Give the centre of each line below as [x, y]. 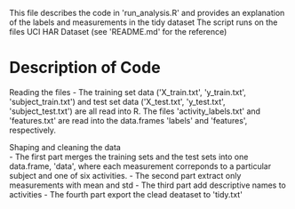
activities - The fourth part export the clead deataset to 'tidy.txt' [126, 194]
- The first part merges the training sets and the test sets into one [129, 157]
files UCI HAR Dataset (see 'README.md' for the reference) [118, 32]
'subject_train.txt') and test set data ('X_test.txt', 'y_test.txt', [117, 101]
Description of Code [85, 68]
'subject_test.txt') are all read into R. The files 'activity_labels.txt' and [135, 111]
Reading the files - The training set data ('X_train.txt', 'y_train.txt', [128, 92]
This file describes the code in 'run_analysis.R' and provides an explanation [147, 13]
